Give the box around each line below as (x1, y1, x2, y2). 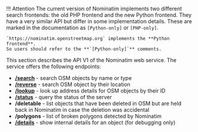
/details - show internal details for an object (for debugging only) (14, 119, 176, 126)
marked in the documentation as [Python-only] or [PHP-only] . (6, 24, 159, 31)
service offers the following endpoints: (6, 63, 102, 70)
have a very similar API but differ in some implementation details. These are (6, 18, 193, 24)
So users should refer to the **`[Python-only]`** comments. (6, 46, 162, 52)
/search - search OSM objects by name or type (14, 75, 132, 81)
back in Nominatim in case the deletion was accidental (14, 106, 150, 113)
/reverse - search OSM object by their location (14, 81, 130, 88)
